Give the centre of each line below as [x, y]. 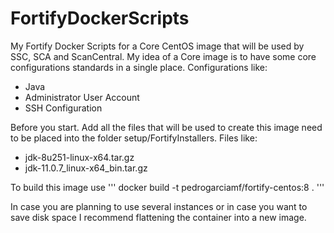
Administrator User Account [82, 97]
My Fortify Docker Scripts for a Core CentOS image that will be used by [157, 46]
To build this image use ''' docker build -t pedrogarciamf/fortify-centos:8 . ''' [167, 187]
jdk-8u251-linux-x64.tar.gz [79, 157]
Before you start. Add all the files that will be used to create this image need [166, 127]
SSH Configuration [63, 108]
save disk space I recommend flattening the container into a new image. [158, 217]
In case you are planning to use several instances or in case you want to [159, 206]
